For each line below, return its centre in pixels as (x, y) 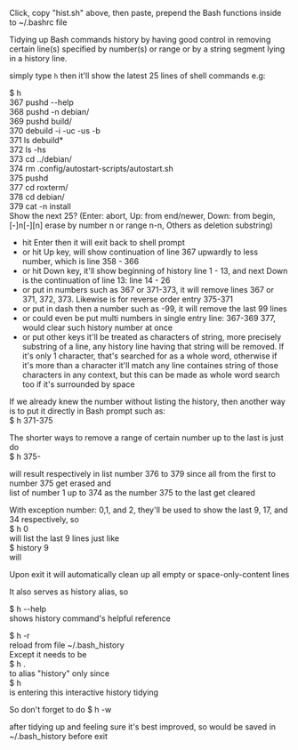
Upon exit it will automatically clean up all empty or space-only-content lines (149, 574)
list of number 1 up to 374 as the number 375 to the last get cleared (132, 492)
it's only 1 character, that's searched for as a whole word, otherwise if (149, 356)
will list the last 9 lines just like (64, 538)
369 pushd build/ (41, 121)
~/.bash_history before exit (59, 736)
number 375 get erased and (60, 483)
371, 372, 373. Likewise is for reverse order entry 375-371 (128, 299)
